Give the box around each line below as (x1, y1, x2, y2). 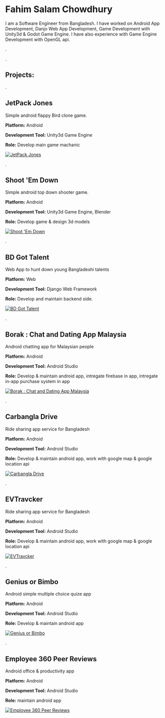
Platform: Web (5, 276, 36, 282)
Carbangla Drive (5, 412, 58, 421)
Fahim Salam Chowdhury (5, 4, 113, 15)
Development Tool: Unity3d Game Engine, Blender (5, 209, 111, 215)
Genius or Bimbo (5, 578, 59, 586)
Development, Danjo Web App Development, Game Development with (5, 25, 150, 31)
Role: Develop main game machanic (5, 142, 80, 148)
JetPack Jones (5, 99, 53, 107)
